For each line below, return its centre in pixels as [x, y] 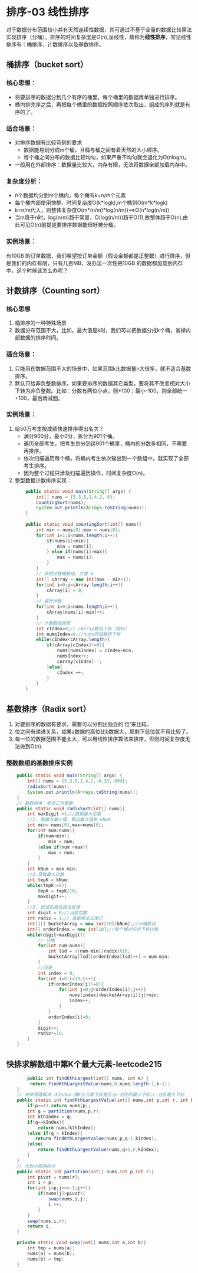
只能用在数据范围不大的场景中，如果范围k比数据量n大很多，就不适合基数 [103, 368]
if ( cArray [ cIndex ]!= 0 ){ [75, 645]
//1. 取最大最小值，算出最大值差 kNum [69, 820]
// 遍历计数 [49, 601]
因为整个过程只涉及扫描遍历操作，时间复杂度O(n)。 [86, 473]
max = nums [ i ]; [75, 557]
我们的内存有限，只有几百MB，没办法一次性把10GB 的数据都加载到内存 [97, 263]
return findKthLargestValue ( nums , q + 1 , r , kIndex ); [98, 1150]
